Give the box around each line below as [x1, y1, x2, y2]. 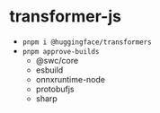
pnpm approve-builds [22, 47, 100, 56]
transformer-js [9, 6, 121, 27]
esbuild [35, 65, 64, 75]
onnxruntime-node [35, 74, 106, 84]
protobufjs [35, 83, 75, 94]
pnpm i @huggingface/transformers [22, 38, 152, 47]
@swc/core [35, 55, 79, 65]
